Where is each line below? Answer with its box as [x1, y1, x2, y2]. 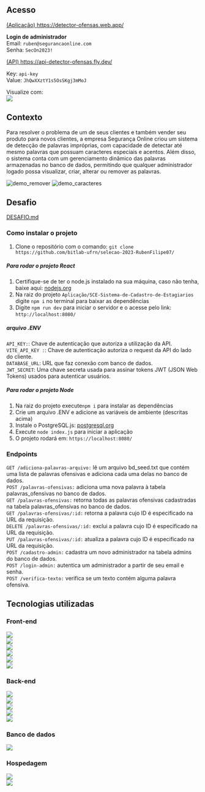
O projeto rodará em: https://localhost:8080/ [15, 434, 133, 442]
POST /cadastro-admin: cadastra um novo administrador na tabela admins [6, 548, 192, 556]
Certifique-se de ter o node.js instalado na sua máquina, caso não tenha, [15, 277, 199, 285]
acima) [15, 415, 33, 422]
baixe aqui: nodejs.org [15, 284, 72, 291]
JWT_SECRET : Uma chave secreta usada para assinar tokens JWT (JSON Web [6, 366, 198, 373]
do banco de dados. [6, 555, 57, 562]
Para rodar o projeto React [6, 262, 75, 269]
